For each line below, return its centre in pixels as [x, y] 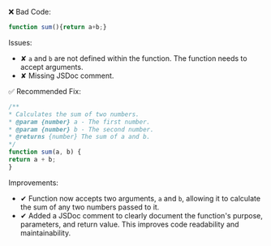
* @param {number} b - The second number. [81, 129]
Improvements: [34, 183]
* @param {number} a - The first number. [80, 122]
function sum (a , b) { [45, 152]
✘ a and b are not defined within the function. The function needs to [133, 58]
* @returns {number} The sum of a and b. [80, 137]
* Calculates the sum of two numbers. [74, 114]
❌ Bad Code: [30, 12]
